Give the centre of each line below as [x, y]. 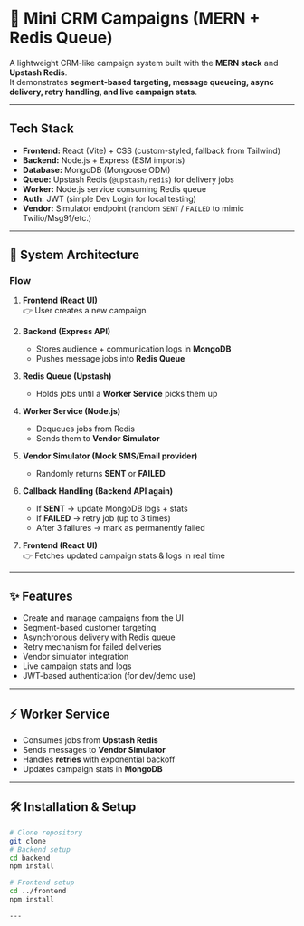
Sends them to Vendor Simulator [98, 439]
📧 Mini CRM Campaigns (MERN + [135, 19]
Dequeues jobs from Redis [85, 429]
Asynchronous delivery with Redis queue [99, 637]
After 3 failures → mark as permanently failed [120, 528]
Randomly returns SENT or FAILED [100, 474]
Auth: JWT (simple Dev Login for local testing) [109, 198]
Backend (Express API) [66, 332]
